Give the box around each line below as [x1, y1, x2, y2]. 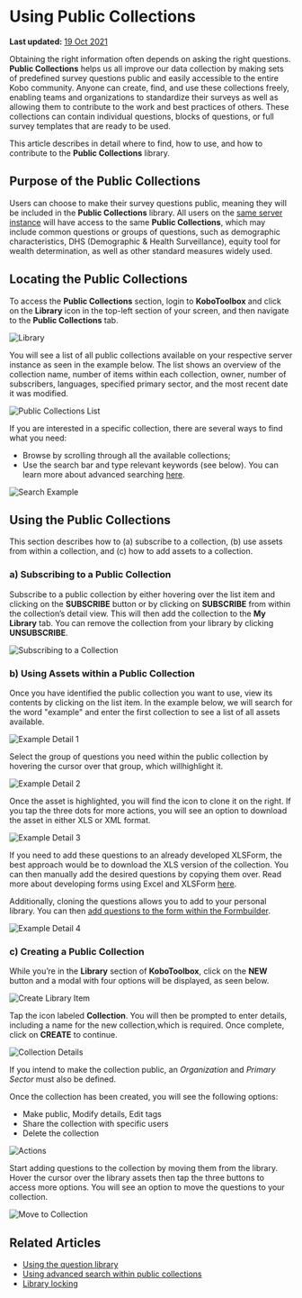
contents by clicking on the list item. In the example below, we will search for [9, 696, 293, 708]
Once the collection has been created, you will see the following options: [9, 1092, 279, 1103]
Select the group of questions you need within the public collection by [9, 750, 269, 762]
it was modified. [9, 387, 69, 398]
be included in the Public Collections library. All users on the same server [9, 207, 283, 218]
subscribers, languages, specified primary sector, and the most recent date [9, 378, 289, 389]
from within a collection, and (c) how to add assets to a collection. [9, 546, 253, 557]
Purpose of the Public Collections [9, 174, 200, 189]
